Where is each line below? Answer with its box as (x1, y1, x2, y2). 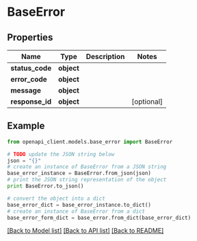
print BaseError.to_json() (7, 183, 84, 190)
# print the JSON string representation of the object (7, 176, 167, 183)
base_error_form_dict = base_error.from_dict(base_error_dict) (7, 214, 192, 221)
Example (7, 120, 45, 132)
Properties (7, 32, 53, 43)
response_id (10, 97, 52, 106)
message (10, 86, 41, 95)
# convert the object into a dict (7, 195, 106, 202)
